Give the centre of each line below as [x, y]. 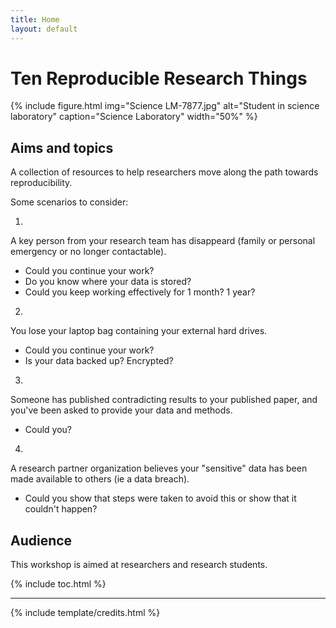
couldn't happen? [61, 509]
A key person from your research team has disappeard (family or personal [163, 241]
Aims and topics [62, 147]
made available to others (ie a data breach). [100, 479]
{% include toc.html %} [58, 584]
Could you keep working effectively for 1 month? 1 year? [140, 292]
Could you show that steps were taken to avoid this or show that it [160, 498]
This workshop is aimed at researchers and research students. [139, 565]
